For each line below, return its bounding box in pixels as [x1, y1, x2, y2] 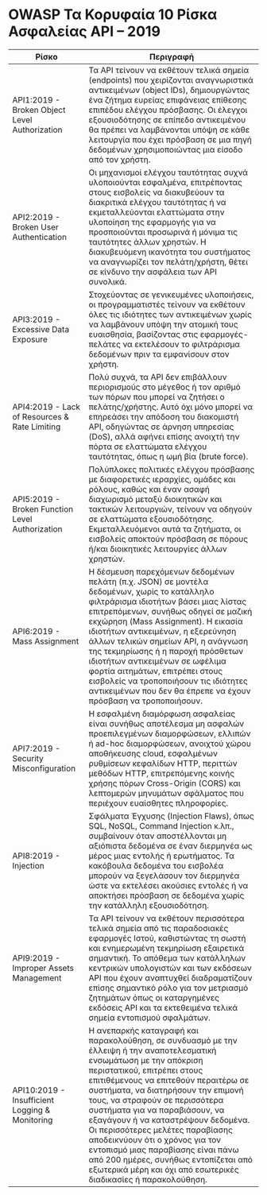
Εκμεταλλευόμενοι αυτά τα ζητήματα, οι [88, 523, 242, 534]
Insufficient [12, 1094, 54, 1105]
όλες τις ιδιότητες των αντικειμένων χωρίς [88, 308, 253, 319]
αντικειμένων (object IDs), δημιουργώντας [88, 84, 250, 95]
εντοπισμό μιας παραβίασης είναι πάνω [88, 1144, 240, 1155]
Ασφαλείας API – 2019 [8, 22, 161, 41]
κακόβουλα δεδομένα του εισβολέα [88, 860, 224, 871]
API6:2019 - [12, 625, 61, 636]
